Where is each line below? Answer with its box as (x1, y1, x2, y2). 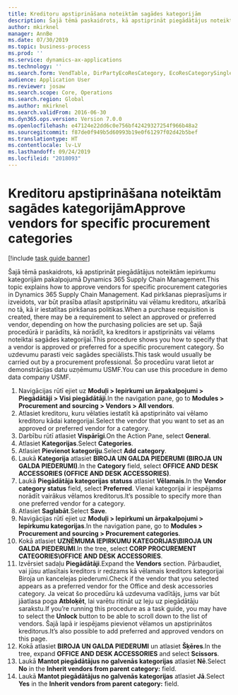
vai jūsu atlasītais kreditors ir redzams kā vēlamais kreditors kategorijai (18, 566, 225, 575)
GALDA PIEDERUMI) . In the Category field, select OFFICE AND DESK (18, 461, 218, 470)
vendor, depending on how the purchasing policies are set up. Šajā (8, 320, 203, 329)
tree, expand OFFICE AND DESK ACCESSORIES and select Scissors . (18, 649, 220, 658)
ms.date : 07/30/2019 (8, 37, 69, 44)
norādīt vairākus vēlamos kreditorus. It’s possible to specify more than (18, 491, 222, 500)
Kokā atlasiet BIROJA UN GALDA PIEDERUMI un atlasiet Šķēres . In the (18, 641, 222, 650)
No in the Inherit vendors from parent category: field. (18, 664, 177, 672)
